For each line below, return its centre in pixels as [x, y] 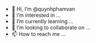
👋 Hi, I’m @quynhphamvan [43, 9]
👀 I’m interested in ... [36, 15]
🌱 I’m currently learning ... [42, 21]
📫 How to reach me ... [38, 34]
